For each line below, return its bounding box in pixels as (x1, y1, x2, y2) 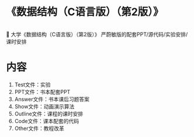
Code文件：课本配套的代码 (14, 117, 79, 124)
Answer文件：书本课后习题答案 (14, 96, 89, 103)
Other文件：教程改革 (14, 125, 64, 132)
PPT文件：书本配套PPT (14, 88, 71, 95)
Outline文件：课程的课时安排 (14, 110, 84, 117)
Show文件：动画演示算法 (14, 103, 75, 110)
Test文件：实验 (14, 81, 51, 88)
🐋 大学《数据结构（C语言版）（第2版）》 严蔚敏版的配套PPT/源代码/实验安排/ (6, 30, 188, 38)
